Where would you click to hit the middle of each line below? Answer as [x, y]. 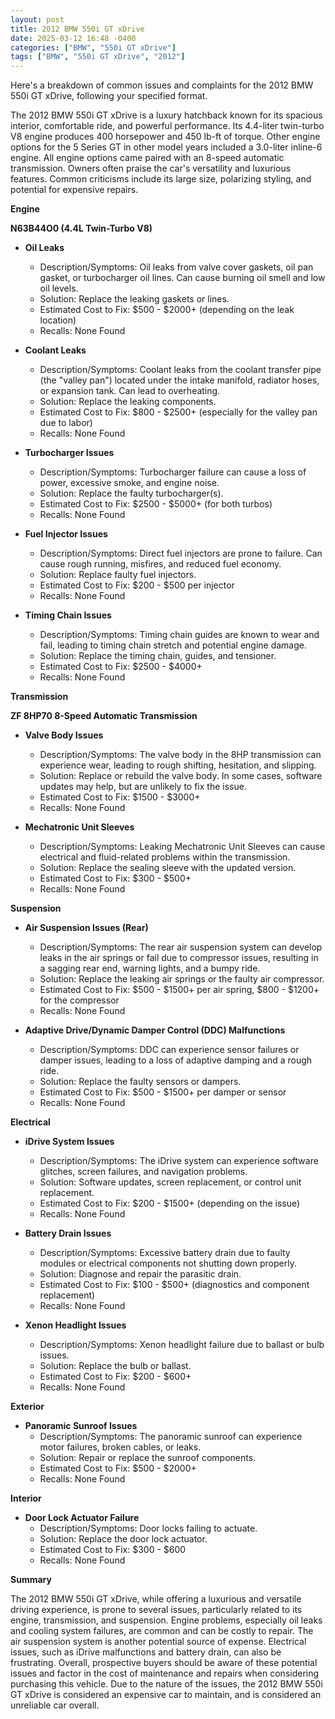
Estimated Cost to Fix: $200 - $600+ [115, 1377]
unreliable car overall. [55, 1705]
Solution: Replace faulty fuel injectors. [118, 575]
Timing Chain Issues [68, 615]
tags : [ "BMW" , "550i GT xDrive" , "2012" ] [98, 57]
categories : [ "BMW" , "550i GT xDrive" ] [93, 47]
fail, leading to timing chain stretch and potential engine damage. [173, 645]
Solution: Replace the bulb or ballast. [115, 1366]
